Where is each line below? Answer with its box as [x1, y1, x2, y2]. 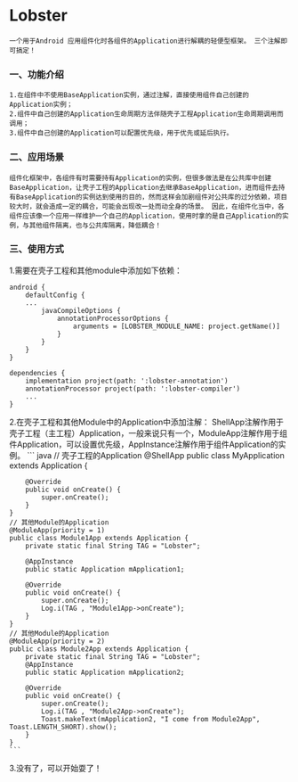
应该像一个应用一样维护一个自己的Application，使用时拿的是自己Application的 [21, 211, 283, 220]
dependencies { [9, 368, 66, 377]
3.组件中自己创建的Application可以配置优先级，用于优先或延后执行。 [9, 128, 234, 138]
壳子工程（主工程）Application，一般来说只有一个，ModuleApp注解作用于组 [9, 427, 287, 438]
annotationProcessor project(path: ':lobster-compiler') [25, 384, 241, 393]
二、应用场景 [9, 151, 65, 163]
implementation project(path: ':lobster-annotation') [25, 376, 229, 385]
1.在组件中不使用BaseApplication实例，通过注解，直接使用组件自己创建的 [9, 91, 249, 100]
